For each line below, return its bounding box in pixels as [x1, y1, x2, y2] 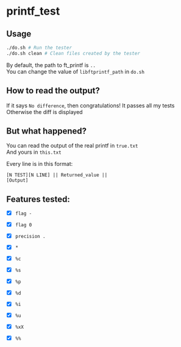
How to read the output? [6, 85, 101, 96]
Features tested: [6, 194, 70, 204]
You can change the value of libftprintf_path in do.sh [6, 68, 145, 75]
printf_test [6, 4, 60, 18]
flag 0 [15, 221, 32, 228]
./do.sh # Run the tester [6, 45, 72, 51]
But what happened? [6, 126, 87, 136]
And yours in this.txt [6, 148, 62, 156]
